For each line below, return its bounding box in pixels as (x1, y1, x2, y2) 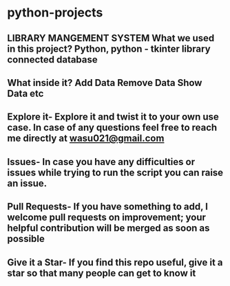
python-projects (7, 5, 103, 21)
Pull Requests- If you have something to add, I (7, 201, 209, 212)
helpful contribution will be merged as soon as (7, 222, 210, 234)
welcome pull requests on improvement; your (7, 212, 207, 223)
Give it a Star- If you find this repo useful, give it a (7, 256, 223, 268)
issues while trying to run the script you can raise (7, 166, 224, 178)
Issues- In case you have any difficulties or (7, 156, 195, 168)
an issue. (7, 177, 48, 189)
